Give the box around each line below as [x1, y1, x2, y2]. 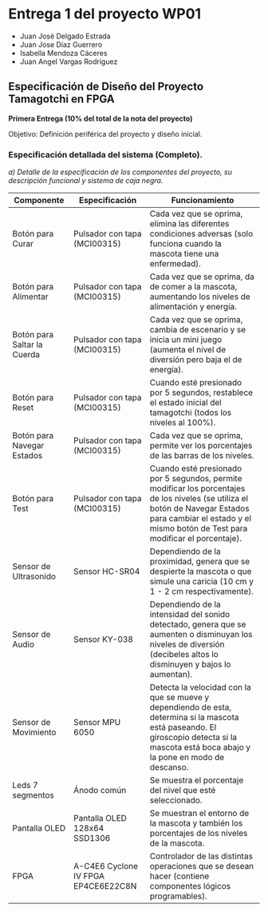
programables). [149, 890, 207, 902]
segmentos [12, 790, 54, 801]
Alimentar [12, 291, 49, 302]
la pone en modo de [149, 752, 225, 763]
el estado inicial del [149, 397, 222, 408]
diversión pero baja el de [149, 354, 242, 365]
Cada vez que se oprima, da [149, 271, 255, 282]
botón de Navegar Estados [149, 503, 250, 514]
